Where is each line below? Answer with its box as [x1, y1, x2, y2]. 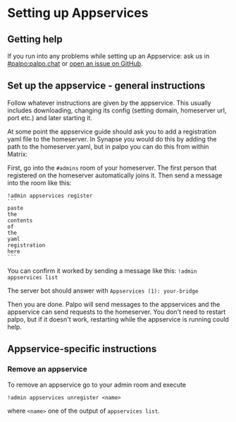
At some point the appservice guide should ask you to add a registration [7, 127, 217, 136]
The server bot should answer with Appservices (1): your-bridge [7, 286, 199, 295]
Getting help [7, 33, 63, 45]
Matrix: [7, 150, 28, 158]
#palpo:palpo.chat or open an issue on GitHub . [7, 59, 143, 68]
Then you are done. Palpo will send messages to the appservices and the [7, 300, 221, 308]
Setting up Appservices [7, 5, 149, 21]
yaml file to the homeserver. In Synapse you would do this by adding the [7, 134, 217, 143]
